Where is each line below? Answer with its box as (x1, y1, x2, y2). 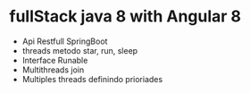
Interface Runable (21, 55, 88, 65)
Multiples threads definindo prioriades (21, 73, 163, 84)
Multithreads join (21, 64, 85, 75)
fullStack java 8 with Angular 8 (9, 6, 242, 27)
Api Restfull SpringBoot (21, 36, 108, 46)
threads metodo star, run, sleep (21, 45, 138, 55)
